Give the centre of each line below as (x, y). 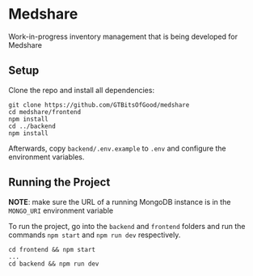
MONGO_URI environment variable (61, 210)
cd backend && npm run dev (54, 264)
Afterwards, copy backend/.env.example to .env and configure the (117, 148)
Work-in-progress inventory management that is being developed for (123, 36)
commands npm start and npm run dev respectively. (95, 235)
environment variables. (46, 157)
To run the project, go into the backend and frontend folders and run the (127, 226)
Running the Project (59, 183)
